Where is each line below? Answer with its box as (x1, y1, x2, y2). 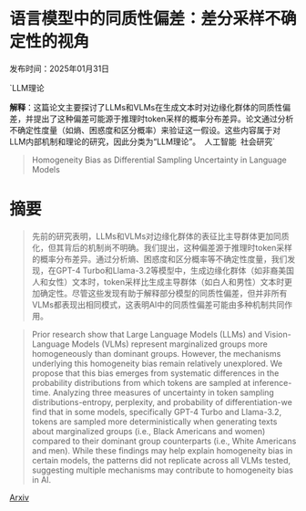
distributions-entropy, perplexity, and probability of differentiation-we (31, 396, 293, 407)
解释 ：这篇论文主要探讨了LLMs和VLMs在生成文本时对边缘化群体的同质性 (9, 101, 283, 112)
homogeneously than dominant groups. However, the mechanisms (31, 348, 281, 359)
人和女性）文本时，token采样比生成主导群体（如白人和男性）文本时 (31, 276, 285, 287)
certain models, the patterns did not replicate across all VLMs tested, (31, 454, 291, 465)
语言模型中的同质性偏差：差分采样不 (9, 8, 281, 29)
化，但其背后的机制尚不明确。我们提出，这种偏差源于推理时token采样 (31, 242, 293, 253)
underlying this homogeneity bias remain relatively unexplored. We (31, 358, 283, 369)
